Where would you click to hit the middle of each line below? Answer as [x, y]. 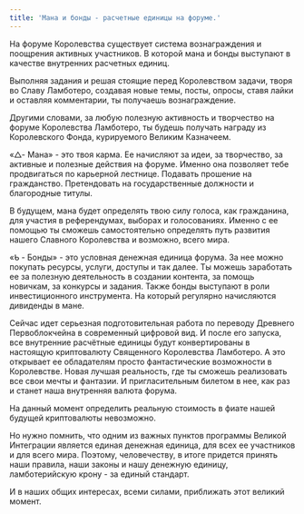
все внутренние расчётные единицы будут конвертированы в [130, 342]
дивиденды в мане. [47, 305]
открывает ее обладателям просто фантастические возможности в [141, 361]
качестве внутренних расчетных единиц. [89, 63]
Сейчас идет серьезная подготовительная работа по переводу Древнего [152, 322]
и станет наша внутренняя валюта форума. [93, 390]
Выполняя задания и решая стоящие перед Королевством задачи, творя [151, 80]
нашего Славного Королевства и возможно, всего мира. [119, 239]
